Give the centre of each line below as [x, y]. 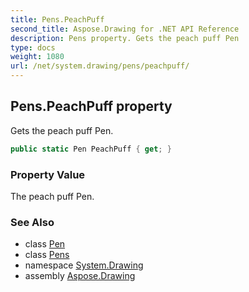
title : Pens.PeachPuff [57, 19]
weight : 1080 [37, 57]
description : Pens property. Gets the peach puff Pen [125, 38]
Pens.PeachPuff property [91, 106]
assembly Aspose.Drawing [80, 276]
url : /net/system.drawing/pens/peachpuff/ [100, 66]
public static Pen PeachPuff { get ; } [91, 149]
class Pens [47, 255]
